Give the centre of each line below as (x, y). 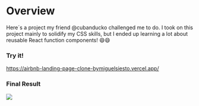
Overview (31, 11)
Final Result (23, 84)
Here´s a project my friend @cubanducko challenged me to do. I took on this (99, 27)
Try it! (15, 55)
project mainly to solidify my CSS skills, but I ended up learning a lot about (97, 33)
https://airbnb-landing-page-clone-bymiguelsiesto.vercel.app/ (83, 68)
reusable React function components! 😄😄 (58, 40)
